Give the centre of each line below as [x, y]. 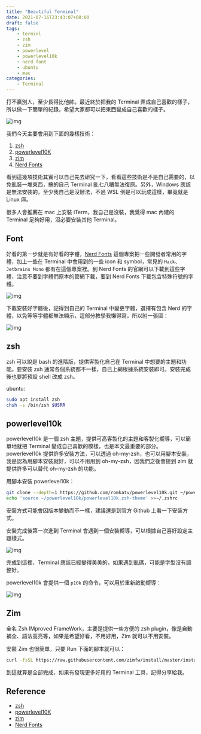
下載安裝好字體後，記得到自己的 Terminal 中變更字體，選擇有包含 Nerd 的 [97, 308]
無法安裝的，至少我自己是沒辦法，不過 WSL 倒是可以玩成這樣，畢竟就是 [100, 192]
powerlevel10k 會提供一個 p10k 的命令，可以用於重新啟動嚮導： [84, 582]
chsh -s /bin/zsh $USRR [36, 405]
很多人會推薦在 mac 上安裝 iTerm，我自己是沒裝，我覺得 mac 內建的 [90, 212]
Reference [26, 692]
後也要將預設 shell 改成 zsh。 [42, 376]
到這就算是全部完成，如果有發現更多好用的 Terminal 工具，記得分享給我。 [97, 672]
